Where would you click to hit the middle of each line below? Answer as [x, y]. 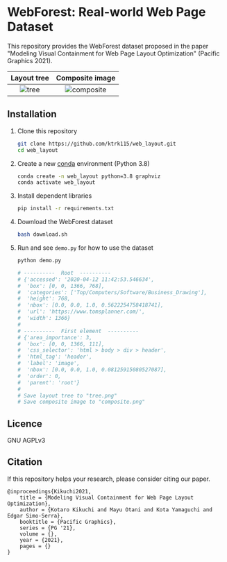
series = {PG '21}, [48, 528]
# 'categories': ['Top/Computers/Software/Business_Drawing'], [112, 292]
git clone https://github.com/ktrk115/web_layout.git [96, 144]
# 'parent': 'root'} [48, 382]
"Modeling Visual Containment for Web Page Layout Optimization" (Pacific [113, 53]
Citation [25, 462]
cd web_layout [37, 150]
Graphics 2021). [30, 60]
